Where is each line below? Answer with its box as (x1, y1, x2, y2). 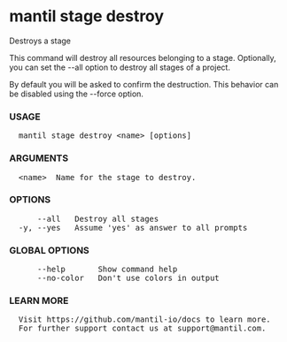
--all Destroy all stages (36, 214, 159, 224)
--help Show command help (36, 264, 178, 275)
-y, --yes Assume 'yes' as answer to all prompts (18, 223, 248, 232)
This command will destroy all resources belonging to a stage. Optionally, (9, 52, 276, 63)
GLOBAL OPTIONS (9, 244, 90, 256)
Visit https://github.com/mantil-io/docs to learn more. (18, 315, 272, 324)
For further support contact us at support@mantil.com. (18, 323, 267, 333)
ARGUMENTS (9, 152, 69, 164)
